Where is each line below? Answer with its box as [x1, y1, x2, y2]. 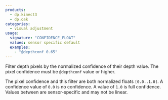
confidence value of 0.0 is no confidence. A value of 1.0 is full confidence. [5, 83, 161, 89]
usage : [5, 31, 19, 36]
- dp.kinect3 [10, 12, 37, 17]
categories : [5, 21, 30, 27]
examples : [10, 45, 30, 50]
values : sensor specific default [10, 40, 80, 45]
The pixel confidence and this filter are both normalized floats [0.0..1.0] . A [5, 78, 163, 84]
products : [5, 7, 26, 13]
